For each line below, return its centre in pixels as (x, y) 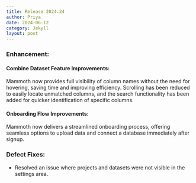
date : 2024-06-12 (28, 22)
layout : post (22, 34)
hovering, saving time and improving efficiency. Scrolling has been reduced (98, 88)
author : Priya (24, 17)
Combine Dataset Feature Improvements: (58, 68)
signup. (15, 139)
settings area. (31, 174)
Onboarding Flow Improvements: (47, 113)
